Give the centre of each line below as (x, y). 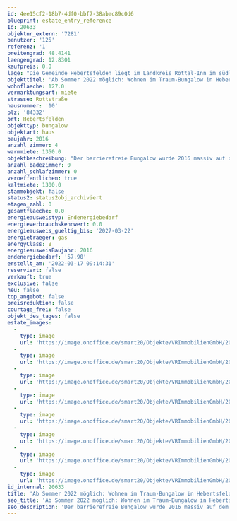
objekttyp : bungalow (38, 125)
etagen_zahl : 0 (30, 205)
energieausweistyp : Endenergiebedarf (63, 218)
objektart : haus (31, 132)
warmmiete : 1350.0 (34, 152)
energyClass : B (30, 244)
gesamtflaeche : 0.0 (36, 211)
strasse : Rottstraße (38, 100)
